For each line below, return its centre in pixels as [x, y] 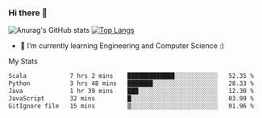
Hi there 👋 [28, 13]
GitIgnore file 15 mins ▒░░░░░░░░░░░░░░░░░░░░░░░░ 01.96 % [131, 106]
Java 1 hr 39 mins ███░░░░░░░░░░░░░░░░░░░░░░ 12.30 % [131, 92]
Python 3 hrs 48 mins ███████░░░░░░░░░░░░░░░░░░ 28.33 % [131, 83]
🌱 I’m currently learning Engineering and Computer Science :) [122, 46]
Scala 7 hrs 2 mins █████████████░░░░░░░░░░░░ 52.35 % [131, 76]
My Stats [23, 61]
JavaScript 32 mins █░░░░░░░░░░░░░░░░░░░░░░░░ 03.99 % [131, 98]
